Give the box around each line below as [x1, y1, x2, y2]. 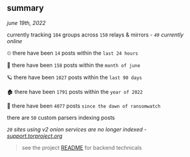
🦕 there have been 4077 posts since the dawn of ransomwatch [7, 102, 161, 110]
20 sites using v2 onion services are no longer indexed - [7, 125, 147, 133]
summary [7, 3, 44, 13]
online [7, 37, 22, 44]
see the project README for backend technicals [21, 144, 142, 151]
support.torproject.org [7, 132, 63, 139]
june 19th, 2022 [7, 19, 46, 26]
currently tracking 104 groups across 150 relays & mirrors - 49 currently [7, 31, 184, 38]
